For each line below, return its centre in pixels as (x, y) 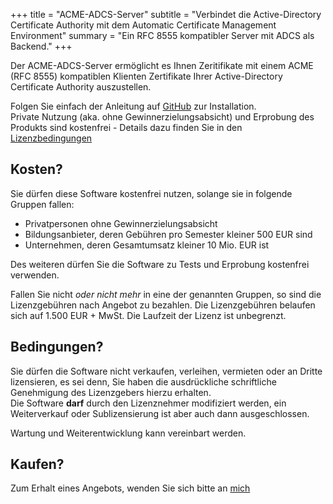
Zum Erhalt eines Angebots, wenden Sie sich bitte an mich (130, 488)
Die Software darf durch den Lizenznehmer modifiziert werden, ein (148, 403)
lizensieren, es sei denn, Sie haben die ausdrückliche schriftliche (143, 381)
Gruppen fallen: (42, 204)
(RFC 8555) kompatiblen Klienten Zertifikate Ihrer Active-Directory (146, 76)
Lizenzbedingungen (51, 138)
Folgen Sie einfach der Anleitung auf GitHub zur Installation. (133, 106)
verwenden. (35, 275)
